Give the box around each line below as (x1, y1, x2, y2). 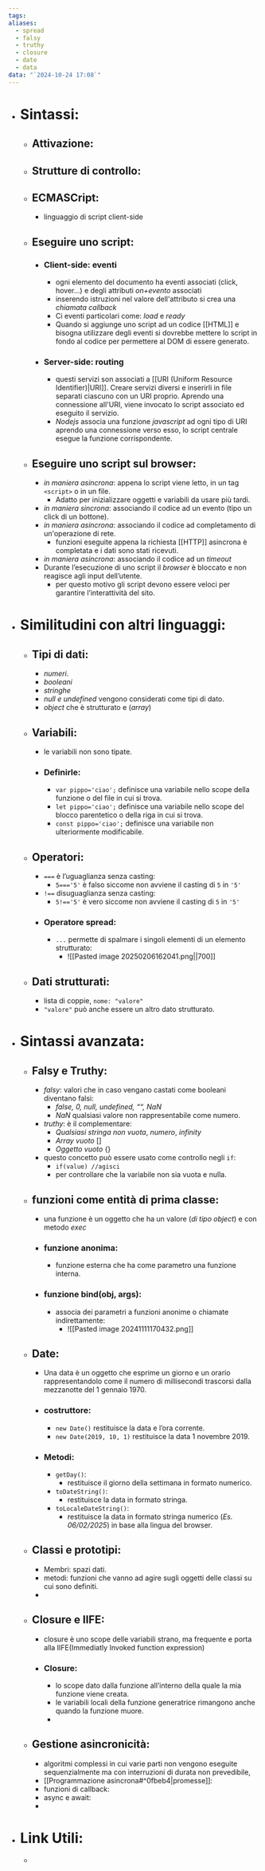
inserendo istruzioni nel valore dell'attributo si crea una (55, 294, 236, 304)
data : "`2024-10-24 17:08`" (8, 71, 102, 79)
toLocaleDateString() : (55, 1504, 130, 1513)
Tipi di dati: (31, 647, 89, 661)
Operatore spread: (43, 917, 117, 928)
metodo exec (43, 1222, 87, 1232)
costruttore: (43, 1405, 92, 1416)
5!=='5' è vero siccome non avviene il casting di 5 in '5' (55, 897, 240, 907)
